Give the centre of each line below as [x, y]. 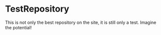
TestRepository [37, 9]
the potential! [18, 27]
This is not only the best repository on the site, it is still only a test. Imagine [81, 22]
